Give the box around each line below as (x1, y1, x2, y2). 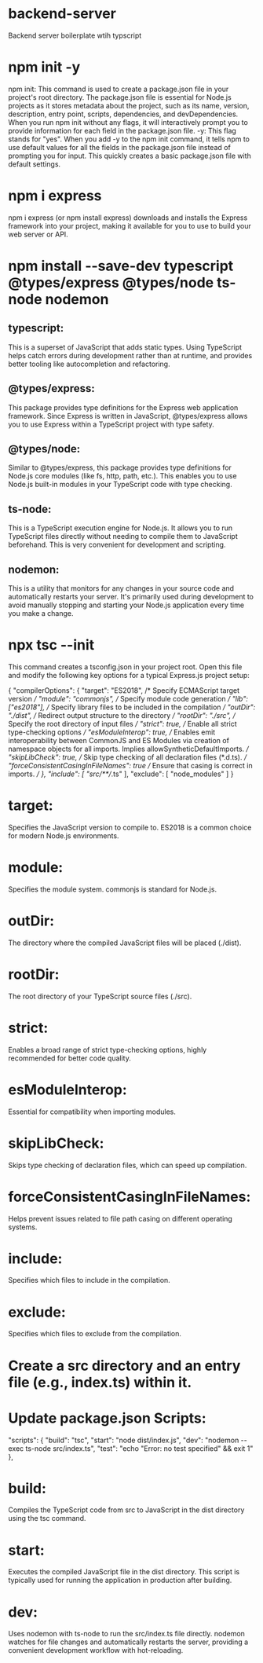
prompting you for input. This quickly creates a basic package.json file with (8, 151, 251, 160)
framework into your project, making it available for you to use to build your (8, 221, 251, 230)
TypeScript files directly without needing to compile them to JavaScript (8, 532, 238, 541)
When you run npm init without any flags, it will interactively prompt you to (8, 117, 249, 126)
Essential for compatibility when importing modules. (8, 1107, 177, 1116)
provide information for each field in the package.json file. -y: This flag (8, 126, 237, 135)
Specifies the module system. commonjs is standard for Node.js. (8, 885, 217, 894)
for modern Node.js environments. (8, 830, 119, 841)
